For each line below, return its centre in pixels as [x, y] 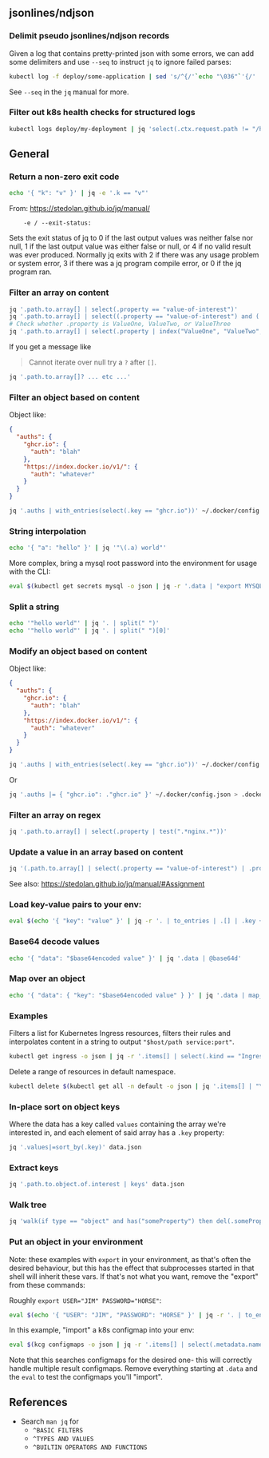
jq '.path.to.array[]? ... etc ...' [70, 377]
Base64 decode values [55, 942]
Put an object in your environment [76, 1242]
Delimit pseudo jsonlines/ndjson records [89, 36]
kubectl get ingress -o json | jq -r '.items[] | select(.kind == [122, 1056]
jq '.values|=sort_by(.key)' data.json [75, 1147]
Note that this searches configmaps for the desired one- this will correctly [131, 1360]
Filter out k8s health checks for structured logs [102, 113]
